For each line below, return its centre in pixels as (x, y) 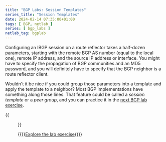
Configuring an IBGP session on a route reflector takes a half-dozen (75, 47)
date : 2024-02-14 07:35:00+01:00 (40, 19)
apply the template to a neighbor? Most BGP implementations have (74, 89)
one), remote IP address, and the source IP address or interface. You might (82, 58)
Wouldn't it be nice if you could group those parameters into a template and (83, 84)
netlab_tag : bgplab (26, 33)
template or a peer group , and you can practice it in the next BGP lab (76, 100)
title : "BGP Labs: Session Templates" (46, 10)
